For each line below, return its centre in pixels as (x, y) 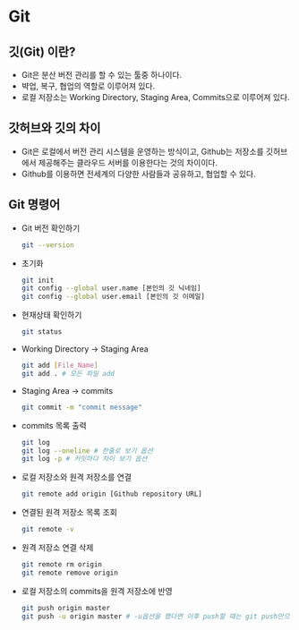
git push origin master (66, 608)
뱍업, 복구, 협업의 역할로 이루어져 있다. (88, 86)
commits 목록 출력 (54, 425)
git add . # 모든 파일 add (68, 373)
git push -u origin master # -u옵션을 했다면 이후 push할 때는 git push (149, 616)
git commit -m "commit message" (81, 407)
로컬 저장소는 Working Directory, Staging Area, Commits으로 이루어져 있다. (155, 97)
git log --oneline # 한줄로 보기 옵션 (87, 451)
